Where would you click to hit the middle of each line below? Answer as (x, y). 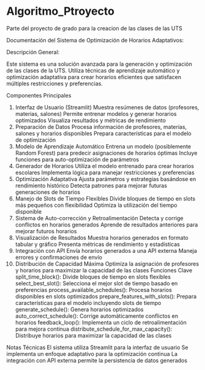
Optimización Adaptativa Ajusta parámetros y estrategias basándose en (106, 179)
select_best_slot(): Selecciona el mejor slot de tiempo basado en (96, 283)
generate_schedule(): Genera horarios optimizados (79, 309)
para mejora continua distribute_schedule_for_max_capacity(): (94, 329)
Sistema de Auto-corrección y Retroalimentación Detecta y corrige (99, 218)
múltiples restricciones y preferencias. (54, 83)
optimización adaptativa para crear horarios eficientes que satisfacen (94, 77)
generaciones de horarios (48, 192)
